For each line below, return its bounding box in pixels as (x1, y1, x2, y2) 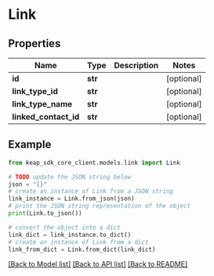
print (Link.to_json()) (8, 209, 82, 217)
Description (114, 60, 159, 71)
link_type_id (12, 86, 59, 96)
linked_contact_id (12, 111, 80, 122)
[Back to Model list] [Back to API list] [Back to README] (8, 260, 188, 269)
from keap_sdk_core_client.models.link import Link (8, 158, 180, 166)
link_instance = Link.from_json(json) (8, 194, 135, 203)
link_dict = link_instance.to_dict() (8, 231, 132, 238)
